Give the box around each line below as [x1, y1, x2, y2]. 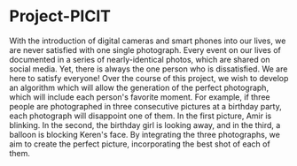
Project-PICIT [9, 6, 111, 26]
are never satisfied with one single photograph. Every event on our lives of [9, 44, 281, 55]
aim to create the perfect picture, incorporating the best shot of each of [9, 139, 270, 149]
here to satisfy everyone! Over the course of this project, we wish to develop [9, 72, 289, 83]
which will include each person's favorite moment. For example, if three [9, 91, 270, 102]
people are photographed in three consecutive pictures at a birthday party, [9, 101, 282, 111]
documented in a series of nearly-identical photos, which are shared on [9, 54, 270, 64]
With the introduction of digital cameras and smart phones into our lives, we [9, 35, 286, 46]
